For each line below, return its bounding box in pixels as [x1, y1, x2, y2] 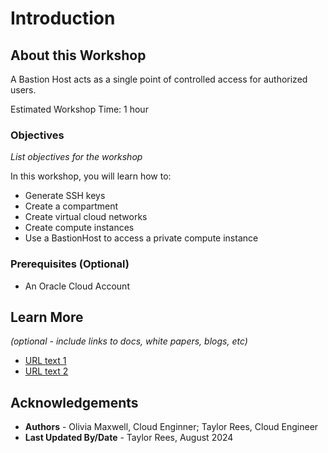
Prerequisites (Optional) [10, 257, 130, 271]
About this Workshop [10, 47, 147, 64]
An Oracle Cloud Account [24, 280, 130, 292]
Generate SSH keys [24, 190, 106, 202]
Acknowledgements [10, 394, 139, 411]
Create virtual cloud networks [24, 211, 148, 223]
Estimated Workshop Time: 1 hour [10, 103, 149, 115]
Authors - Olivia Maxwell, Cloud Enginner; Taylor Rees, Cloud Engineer [24, 421, 319, 433]
